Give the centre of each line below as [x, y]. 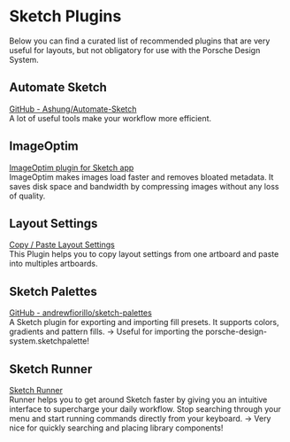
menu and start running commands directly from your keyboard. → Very [140, 419]
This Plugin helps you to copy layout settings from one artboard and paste [144, 254]
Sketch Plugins [65, 16]
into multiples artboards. [53, 264]
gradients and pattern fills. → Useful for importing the [107, 332]
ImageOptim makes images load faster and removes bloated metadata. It [141, 177]
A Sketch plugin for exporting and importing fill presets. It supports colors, [145, 322]
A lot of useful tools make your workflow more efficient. [111, 118]
